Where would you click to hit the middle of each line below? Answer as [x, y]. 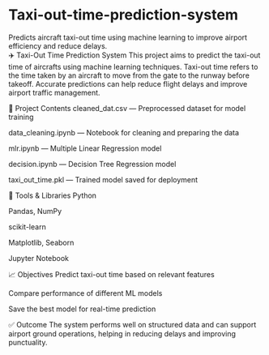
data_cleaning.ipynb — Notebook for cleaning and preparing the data [124, 132]
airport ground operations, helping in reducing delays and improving [122, 333]
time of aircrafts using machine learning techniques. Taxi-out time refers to [133, 66]
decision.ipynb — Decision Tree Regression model [92, 164]
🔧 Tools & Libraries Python [53, 195]
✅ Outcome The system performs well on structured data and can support [132, 324]
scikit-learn [27, 227]
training [21, 117]
